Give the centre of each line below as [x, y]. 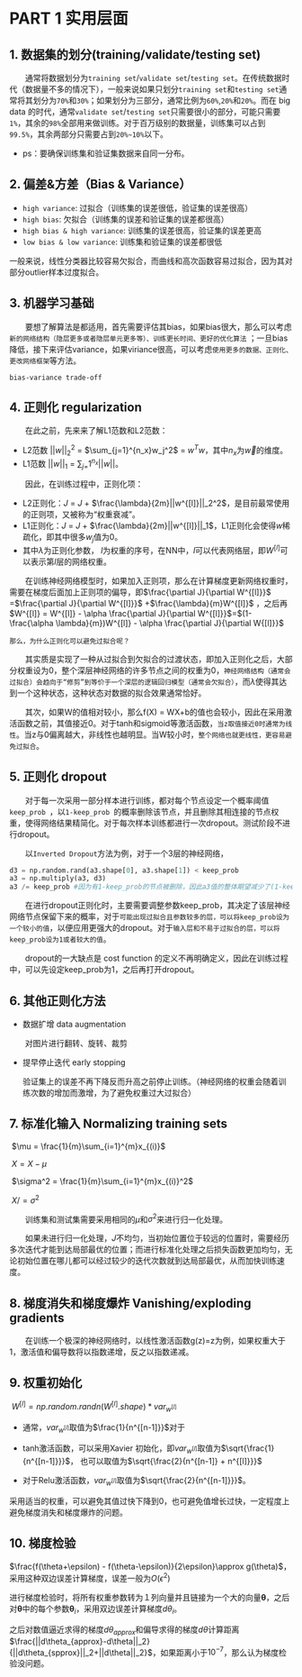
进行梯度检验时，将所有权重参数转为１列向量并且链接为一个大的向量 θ [138, 1598]
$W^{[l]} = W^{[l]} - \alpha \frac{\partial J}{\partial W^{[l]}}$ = [124, 613]
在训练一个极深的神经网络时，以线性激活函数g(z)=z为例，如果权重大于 [155, 1340]
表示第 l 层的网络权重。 [71, 561]
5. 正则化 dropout [58, 777]
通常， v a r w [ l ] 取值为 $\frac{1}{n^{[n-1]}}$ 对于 [104, 1429]
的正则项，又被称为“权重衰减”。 [81, 515]
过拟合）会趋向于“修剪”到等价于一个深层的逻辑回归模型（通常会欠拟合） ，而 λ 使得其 [144, 681]
